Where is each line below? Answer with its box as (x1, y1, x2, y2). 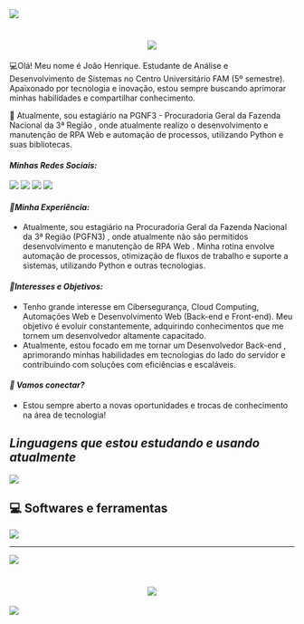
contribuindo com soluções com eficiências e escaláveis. (22, 359, 237, 370)
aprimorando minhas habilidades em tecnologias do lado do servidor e (22, 349, 286, 360)
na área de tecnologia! (22, 409, 107, 420)
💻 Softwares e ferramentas (9, 500, 168, 515)
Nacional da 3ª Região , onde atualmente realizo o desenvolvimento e (9, 120, 269, 130)
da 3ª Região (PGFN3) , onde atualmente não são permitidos (22, 231, 249, 243)
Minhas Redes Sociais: (9, 159, 98, 170)
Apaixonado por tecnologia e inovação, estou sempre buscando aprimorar (9, 82, 287, 93)
